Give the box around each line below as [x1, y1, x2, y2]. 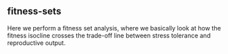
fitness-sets [7, 6, 62, 17]
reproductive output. [7, 38, 66, 47]
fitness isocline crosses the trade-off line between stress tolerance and [7, 31, 211, 39]
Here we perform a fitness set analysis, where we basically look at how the [7, 24, 222, 32]
